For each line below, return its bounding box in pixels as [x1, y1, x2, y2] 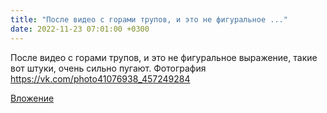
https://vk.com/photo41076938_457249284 [10, 72, 191, 85]
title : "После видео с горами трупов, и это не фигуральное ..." [10, 14, 288, 25]
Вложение [10, 92, 55, 104]
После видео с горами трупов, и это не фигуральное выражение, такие [10, 51, 318, 63]
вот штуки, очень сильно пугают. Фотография [10, 62, 207, 74]
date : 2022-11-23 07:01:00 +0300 [10, 24, 150, 34]
